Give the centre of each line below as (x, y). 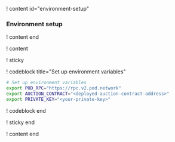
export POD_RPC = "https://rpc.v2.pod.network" (64, 88)
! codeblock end (26, 110)
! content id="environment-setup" (48, 9)
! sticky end (20, 122)
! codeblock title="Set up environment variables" (66, 72)
